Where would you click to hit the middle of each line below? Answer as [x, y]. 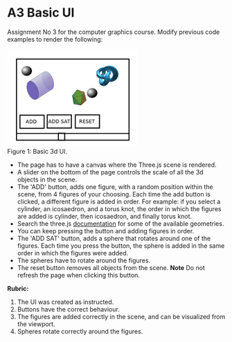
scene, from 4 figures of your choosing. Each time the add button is [114, 194]
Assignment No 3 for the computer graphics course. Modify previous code [114, 32]
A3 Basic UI [41, 13]
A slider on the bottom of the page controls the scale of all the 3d [110, 172]
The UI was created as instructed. [65, 302]
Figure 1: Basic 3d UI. [37, 151]
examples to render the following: [55, 39]
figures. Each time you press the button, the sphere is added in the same [121, 245]
